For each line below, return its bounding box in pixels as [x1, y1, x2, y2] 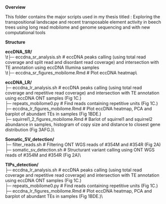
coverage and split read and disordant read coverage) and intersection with [5, 59, 160, 65]
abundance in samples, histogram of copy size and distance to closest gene [5, 121, 161, 127]
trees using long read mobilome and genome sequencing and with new [5, 24, 150, 30]
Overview [5, 4, 26, 10]
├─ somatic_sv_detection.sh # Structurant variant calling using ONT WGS [5, 147, 155, 153]
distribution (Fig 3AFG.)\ [5, 127, 55, 133]
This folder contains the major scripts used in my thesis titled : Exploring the [5, 14, 160, 19]
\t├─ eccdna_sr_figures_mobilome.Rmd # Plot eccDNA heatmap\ [5, 70, 137, 76]
